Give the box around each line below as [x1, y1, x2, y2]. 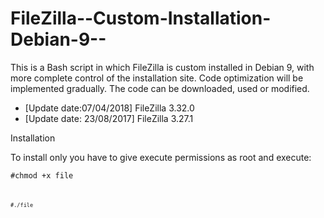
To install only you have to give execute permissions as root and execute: [10, 151, 312, 163]
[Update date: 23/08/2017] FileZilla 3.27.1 [24, 112, 194, 124]
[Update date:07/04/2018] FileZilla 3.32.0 [24, 102, 195, 114]
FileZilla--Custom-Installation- [10, 7, 272, 30]
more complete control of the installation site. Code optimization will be [10, 72, 304, 84]
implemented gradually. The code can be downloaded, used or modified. [10, 82, 310, 94]
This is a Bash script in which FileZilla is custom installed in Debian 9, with [10, 61, 315, 73]
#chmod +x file [10, 170, 74, 181]
